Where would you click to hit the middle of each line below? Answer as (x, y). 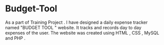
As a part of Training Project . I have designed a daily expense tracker (77, 22)
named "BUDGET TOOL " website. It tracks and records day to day (73, 27)
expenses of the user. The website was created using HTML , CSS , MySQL (82, 33)
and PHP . (15, 38)
